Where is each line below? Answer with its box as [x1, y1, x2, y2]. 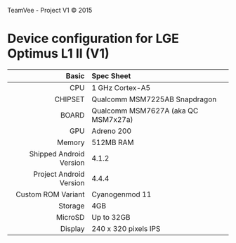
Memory [57, 137, 85, 147]
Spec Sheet [91, 70, 131, 80]
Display [60, 223, 85, 233]
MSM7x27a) [91, 114, 133, 124]
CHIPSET [54, 94, 85, 104]
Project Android [33, 169, 85, 179]
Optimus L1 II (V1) [7, 46, 110, 62]
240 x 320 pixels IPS [91, 223, 161, 233]
